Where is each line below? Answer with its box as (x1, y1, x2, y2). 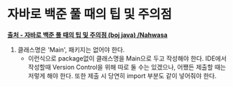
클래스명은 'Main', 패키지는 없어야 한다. (17, 45, 125, 54)
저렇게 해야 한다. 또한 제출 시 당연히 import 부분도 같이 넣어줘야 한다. (27, 71, 217, 80)
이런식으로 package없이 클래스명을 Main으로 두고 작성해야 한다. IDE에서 (27, 54, 227, 63)
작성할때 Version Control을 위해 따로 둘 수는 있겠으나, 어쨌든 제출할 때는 (27, 63, 227, 71)
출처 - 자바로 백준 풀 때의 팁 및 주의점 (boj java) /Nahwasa (7, 31, 168, 39)
